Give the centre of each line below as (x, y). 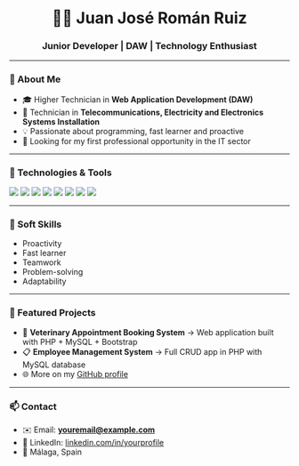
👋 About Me (35, 79)
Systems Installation (61, 121)
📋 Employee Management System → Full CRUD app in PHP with (142, 351)
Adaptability (44, 281)
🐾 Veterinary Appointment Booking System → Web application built (148, 332)
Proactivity (42, 244)
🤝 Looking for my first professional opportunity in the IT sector (137, 141)
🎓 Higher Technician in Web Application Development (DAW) (137, 99)
